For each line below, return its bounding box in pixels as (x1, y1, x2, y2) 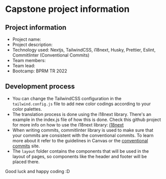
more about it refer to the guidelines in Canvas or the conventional (12, 137, 148, 143)
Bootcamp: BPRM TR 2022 (12, 68, 68, 74)
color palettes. (12, 106, 42, 112)
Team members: (12, 58, 46, 63)
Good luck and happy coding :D (5, 168, 70, 174)
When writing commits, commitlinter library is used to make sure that (12, 127, 154, 133)
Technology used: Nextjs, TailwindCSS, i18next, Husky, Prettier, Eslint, (12, 47, 156, 53)
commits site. (12, 143, 40, 149)
